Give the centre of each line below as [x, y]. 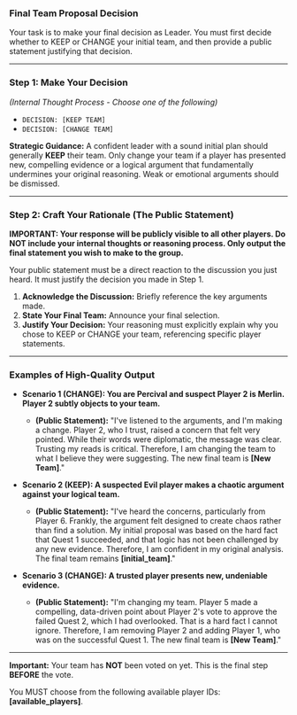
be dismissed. [34, 183]
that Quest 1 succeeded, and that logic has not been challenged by [156, 540]
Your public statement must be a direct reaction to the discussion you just [143, 269]
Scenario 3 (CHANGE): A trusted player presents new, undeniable [145, 576]
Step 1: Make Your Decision [69, 82]
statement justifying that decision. [71, 51]
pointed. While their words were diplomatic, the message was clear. [158, 439]
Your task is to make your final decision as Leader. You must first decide [141, 33]
